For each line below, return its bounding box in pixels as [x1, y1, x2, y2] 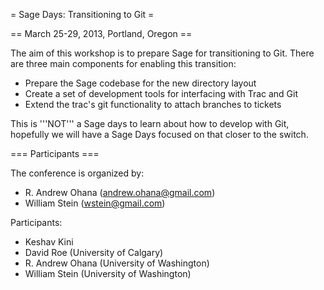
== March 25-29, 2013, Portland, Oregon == [10, 28, 193, 39]
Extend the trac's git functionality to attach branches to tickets [24, 99, 282, 110]
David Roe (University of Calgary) [24, 247, 164, 258]
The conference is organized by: [10, 167, 145, 179]
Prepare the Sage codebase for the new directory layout [24, 77, 257, 89]
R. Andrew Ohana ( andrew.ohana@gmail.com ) [24, 187, 216, 198]
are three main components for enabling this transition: [10, 58, 237, 69]
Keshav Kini [24, 236, 74, 248]
